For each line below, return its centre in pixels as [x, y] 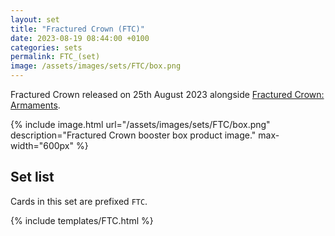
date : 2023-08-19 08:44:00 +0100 [80, 38]
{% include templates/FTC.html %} [82, 220]
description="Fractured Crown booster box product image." [133, 135]
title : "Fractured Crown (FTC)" [77, 29]
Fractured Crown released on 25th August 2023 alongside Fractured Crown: [167, 94]
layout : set [35, 19]
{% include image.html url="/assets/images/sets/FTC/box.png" [140, 124]
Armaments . [35, 105]
